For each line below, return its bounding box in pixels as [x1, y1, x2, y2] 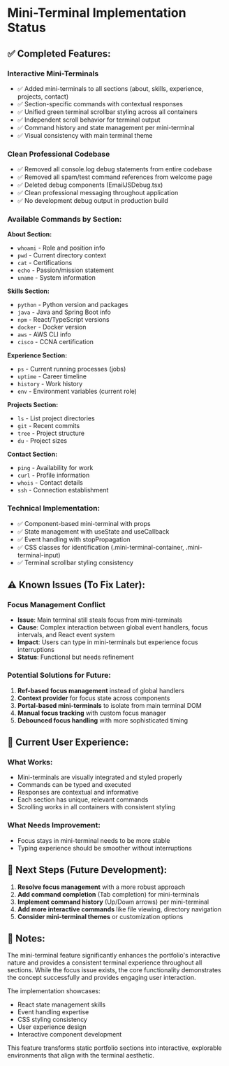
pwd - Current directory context [17, 251, 107, 260]
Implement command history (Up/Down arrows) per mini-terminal [17, 897, 209, 906]
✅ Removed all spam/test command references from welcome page [17, 173, 213, 181]
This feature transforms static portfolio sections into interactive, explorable [7, 1044, 222, 1052]
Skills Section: [7, 287, 50, 295]
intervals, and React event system [17, 631, 115, 639]
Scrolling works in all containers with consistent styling [17, 803, 176, 811]
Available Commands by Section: [7, 215, 122, 225]
